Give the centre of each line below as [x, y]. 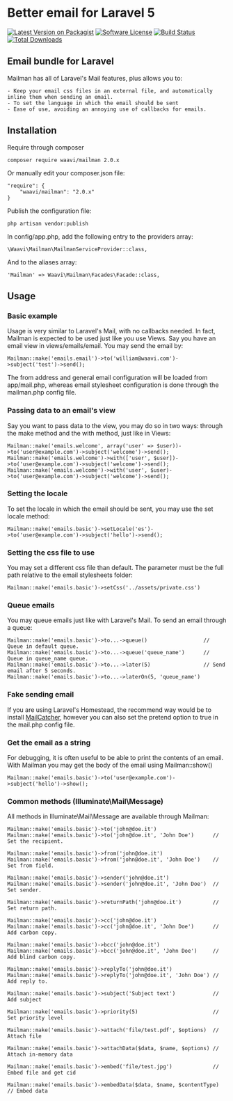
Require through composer [46, 147]
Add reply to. [28, 982]
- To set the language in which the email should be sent [93, 103]
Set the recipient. [35, 841]
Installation [32, 130]
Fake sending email [41, 695]
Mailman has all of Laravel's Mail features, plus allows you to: [95, 78]
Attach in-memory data [40, 1055]
